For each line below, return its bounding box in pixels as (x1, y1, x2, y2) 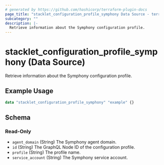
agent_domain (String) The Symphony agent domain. (12, 139, 117, 145)
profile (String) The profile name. (12, 149, 81, 155)
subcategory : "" (5, 16, 38, 21)
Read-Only (5, 128, 32, 135)
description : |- (5, 21, 38, 26)
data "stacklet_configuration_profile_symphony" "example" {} (5, 100, 134, 105)
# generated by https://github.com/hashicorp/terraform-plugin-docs (5, 7, 147, 12)
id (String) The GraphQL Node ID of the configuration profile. (12, 144, 135, 150)
